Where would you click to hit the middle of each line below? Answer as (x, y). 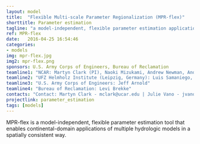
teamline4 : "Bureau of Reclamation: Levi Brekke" (69, 89)
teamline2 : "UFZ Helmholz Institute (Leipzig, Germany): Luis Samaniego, (100, 78)
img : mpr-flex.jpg (29, 56)
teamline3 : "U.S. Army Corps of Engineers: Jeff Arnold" (78, 84)
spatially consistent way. (36, 135)
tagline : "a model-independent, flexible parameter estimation (86, 28)
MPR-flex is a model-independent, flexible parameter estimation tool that (96, 122)
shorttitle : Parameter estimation (49, 23)
